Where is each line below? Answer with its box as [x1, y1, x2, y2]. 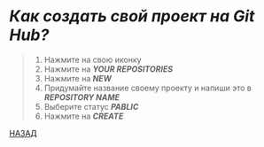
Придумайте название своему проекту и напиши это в [43, 82, 252, 93]
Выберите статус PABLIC [43, 101, 139, 112]
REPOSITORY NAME [43, 91, 120, 103]
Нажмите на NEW [43, 73, 113, 83]
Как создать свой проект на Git [9, 6, 255, 27]
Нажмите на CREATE [43, 111, 124, 121]
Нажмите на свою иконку [43, 54, 142, 65]
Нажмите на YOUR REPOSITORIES [43, 64, 174, 74]
